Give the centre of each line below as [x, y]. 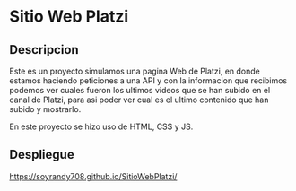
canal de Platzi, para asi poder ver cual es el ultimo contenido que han [139, 100]
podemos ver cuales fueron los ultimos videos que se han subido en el [140, 90]
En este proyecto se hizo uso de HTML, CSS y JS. [101, 126]
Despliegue [42, 155]
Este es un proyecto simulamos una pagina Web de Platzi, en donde [135, 71]
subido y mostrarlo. [45, 109]
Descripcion [44, 50]
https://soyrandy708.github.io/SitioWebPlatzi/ [93, 176]
